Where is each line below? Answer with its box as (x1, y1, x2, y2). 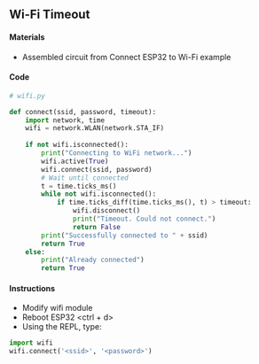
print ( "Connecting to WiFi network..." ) (41, 149, 192, 158)
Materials (9, 31, 45, 43)
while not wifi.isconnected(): (41, 190, 157, 198)
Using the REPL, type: (21, 321, 102, 332)
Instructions (9, 283, 56, 293)
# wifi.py (9, 91, 46, 100)
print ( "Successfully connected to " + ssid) (41, 230, 208, 240)
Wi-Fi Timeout (9, 7, 90, 22)
